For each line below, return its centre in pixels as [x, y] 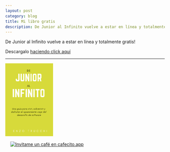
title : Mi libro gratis [30, 21]
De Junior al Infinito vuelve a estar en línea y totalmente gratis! [70, 42]
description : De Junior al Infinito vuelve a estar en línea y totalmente [86, 27]
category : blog [21, 16]
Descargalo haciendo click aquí [38, 52]
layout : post [19, 11]
